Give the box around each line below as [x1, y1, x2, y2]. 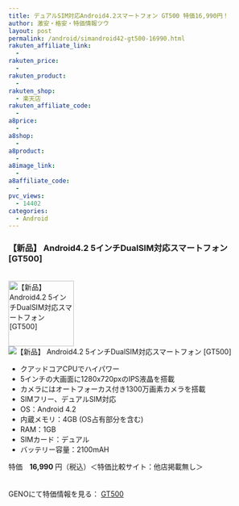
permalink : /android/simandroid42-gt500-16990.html [8, 34, 185, 43]
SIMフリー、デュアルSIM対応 [19, 394, 117, 404]
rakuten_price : [8, 57, 60, 65]
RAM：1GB [19, 424, 56, 434]
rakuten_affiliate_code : [8, 102, 92, 110]
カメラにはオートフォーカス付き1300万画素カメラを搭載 [19, 384, 206, 394]
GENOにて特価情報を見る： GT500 [8, 489, 125, 499]
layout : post [8, 27, 52, 35]
